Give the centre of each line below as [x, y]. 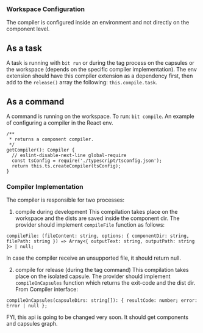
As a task [24, 48]
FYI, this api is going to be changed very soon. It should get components [98, 317]
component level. [28, 29]
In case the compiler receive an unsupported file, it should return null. [94, 258]
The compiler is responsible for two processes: [66, 200]
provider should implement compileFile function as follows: [90, 225]
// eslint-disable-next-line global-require [69, 155]
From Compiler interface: [46, 290]
